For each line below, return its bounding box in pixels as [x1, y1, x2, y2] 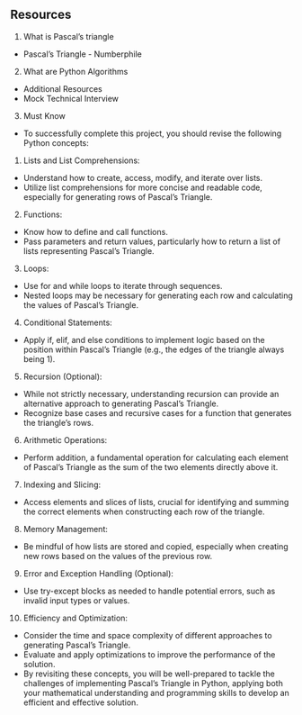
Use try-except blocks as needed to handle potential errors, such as [22, 585, 276, 596]
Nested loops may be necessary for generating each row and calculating [22, 290, 293, 301]
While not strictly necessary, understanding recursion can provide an [22, 388, 280, 399]
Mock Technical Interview [22, 93, 120, 104]
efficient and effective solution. [22, 697, 138, 708]
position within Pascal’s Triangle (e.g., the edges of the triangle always [22, 344, 285, 355]
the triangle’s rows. [22, 417, 94, 428]
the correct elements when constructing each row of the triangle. [22, 506, 265, 517]
